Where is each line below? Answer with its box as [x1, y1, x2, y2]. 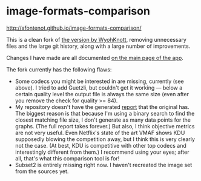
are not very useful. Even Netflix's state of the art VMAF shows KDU [15, 129, 185, 136]
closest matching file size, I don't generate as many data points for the [15, 116, 191, 123]
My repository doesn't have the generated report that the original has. [15, 103, 189, 110]
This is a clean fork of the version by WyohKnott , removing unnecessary [6, 36, 186, 43]
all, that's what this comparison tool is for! [15, 154, 120, 162]
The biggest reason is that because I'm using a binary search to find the [15, 110, 195, 117]
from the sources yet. [15, 168, 69, 175]
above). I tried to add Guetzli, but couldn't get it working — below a [15, 84, 183, 91]
